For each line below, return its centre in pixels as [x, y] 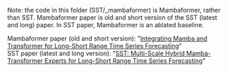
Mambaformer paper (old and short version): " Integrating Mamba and [107, 38]
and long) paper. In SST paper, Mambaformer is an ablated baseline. [106, 25]
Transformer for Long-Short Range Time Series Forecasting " [95, 46]
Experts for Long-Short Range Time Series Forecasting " [125, 61]
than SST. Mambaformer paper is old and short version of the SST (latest [112, 17]
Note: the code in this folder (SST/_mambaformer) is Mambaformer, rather [114, 10]
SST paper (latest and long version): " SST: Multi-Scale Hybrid [96, 53]
